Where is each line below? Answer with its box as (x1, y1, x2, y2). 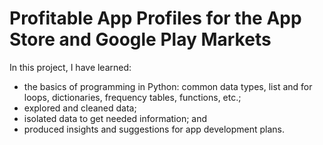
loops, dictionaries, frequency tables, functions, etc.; (23, 91, 242, 103)
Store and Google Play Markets (9, 28, 272, 51)
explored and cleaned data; (23, 102, 137, 114)
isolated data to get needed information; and (23, 112, 208, 124)
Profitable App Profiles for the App (9, 7, 302, 30)
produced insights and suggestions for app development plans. (23, 123, 286, 135)
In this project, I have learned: (9, 61, 132, 73)
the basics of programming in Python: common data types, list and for (23, 80, 313, 92)
